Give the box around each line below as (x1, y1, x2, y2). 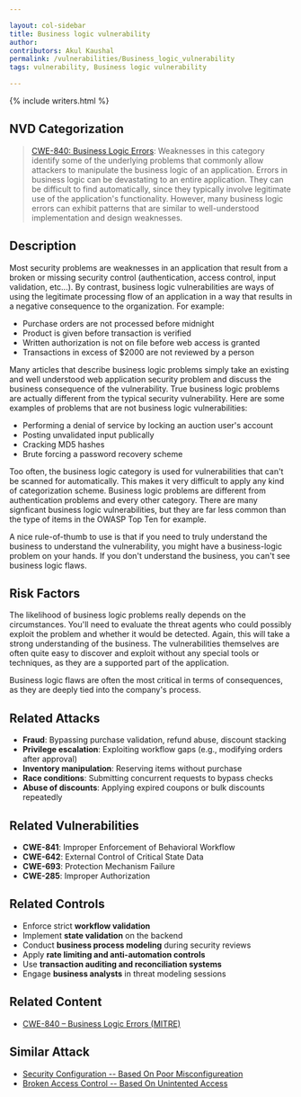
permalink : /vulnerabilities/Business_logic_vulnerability (9, 55, 235, 64)
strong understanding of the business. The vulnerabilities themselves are (9, 638, 280, 649)
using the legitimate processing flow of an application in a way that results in (9, 291, 293, 301)
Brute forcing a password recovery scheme (22, 448, 183, 459)
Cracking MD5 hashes (22, 438, 105, 450)
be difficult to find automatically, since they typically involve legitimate (31, 184, 292, 194)
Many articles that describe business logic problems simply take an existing (9, 364, 289, 374)
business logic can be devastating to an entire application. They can (31, 174, 284, 184)
